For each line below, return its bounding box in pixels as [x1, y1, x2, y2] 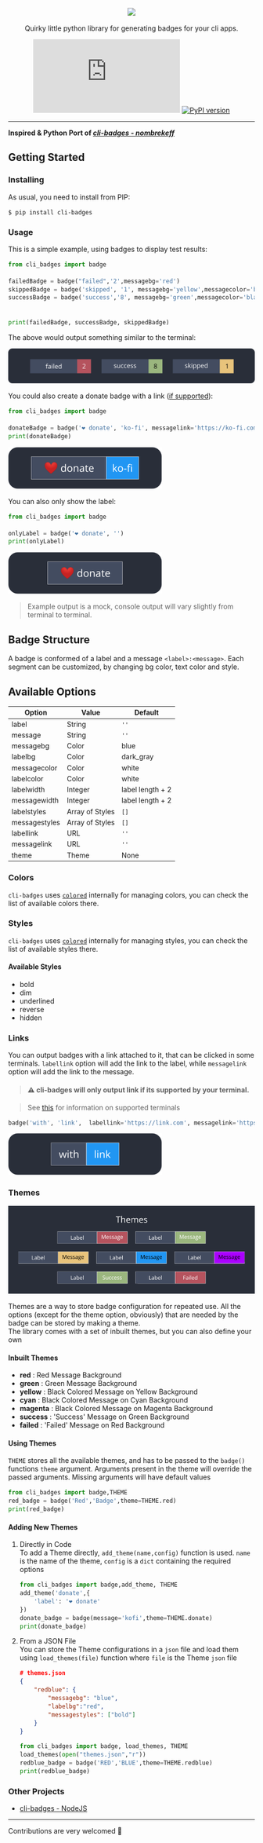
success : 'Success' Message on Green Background [19, 1412, 189, 1421]
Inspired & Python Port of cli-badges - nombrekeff [8, 128, 175, 137]
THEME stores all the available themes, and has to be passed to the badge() [8, 1456, 246, 1465]
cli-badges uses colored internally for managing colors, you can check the [8, 890, 249, 899]
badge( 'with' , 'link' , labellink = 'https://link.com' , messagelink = [8, 1119, 236, 1127]
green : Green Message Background [19, 1379, 137, 1388]
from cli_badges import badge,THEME [8, 1489, 128, 1497]
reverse [19, 1005, 45, 1015]
